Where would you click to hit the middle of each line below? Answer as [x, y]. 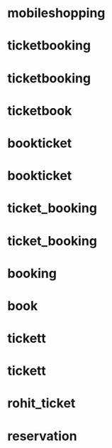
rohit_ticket [41, 404]
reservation [42, 436]
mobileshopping [56, 13]
